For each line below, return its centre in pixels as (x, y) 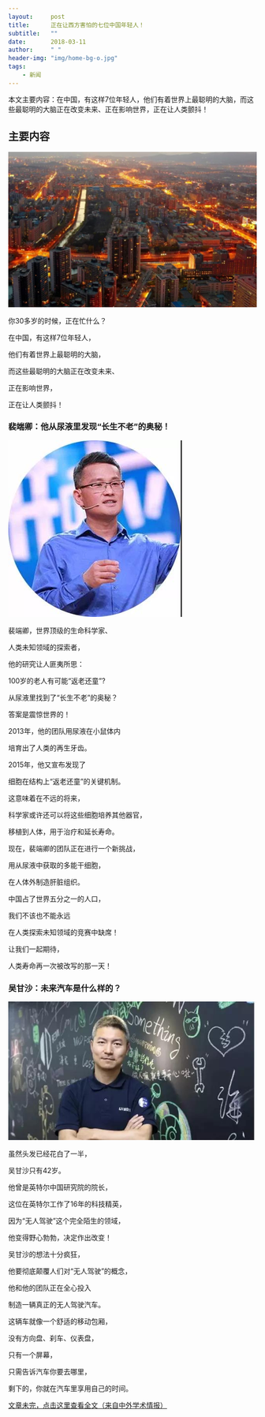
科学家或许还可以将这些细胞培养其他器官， (77, 815)
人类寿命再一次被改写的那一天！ (60, 966)
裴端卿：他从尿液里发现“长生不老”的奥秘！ (90, 427)
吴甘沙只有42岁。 (37, 1170)
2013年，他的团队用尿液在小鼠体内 (64, 731)
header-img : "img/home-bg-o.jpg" (63, 58)
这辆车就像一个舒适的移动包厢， (60, 1321)
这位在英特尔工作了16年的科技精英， (67, 1204)
